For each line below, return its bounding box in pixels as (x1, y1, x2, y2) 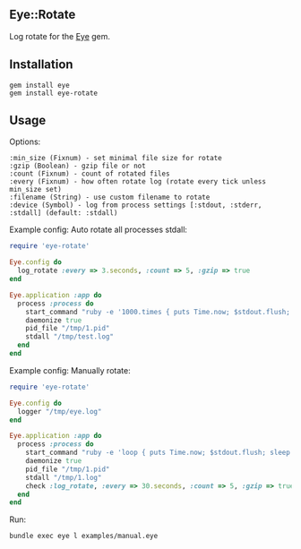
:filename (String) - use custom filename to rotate (9, 193, 211, 202)
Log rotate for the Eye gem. (9, 30, 110, 41)
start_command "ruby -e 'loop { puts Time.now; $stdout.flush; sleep (25, 448, 291, 458)
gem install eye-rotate (9, 89, 99, 98)
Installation (9, 57, 73, 73)
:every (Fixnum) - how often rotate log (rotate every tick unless (9, 177, 267, 186)
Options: (9, 136, 41, 147)
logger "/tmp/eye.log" (17, 407, 102, 416)
